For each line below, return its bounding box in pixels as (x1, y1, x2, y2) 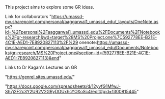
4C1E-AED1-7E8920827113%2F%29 (5, 40, 79, 45)
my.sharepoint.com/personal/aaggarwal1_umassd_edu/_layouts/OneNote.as (5, 19, 159, 24)
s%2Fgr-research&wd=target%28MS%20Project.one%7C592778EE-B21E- (5, 34, 157, 40)
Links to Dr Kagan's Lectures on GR (5, 64, 77, 70)
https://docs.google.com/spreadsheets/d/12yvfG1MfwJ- (7, 83, 121, 89)
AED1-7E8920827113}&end (5, 55, 60, 60)
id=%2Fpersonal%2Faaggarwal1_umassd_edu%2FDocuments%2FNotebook (5, 29, 160, 35)
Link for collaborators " (5, 14, 52, 19)
